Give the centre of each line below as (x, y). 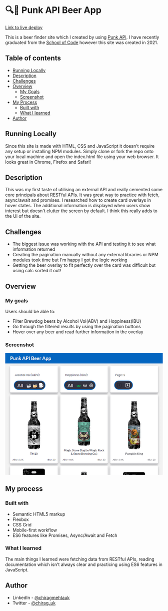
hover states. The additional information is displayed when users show (78, 206)
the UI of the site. (23, 216)
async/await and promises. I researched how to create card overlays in (78, 200)
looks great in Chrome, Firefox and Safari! (48, 162)
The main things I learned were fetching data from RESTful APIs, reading (80, 559)
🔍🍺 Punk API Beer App (53, 10)
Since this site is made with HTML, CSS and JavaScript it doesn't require (80, 146)
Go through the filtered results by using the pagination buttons (76, 326)
